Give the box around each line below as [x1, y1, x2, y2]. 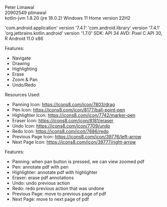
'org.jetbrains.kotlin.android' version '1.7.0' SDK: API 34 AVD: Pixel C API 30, [5, 30, 162, 36]
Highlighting [12, 66, 37, 72]
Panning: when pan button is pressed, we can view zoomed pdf [12, 159, 145, 165]
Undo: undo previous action [12, 180, 70, 186]
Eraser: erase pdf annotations [12, 175, 74, 181]
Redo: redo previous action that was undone [12, 185, 104, 191]
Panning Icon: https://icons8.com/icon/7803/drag [12, 101, 116, 108]
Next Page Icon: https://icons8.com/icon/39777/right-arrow [12, 139, 136, 145]
